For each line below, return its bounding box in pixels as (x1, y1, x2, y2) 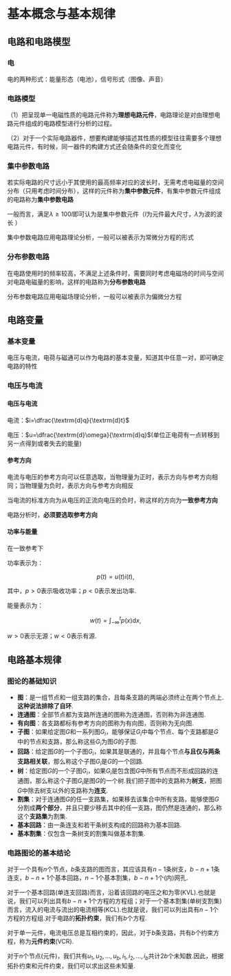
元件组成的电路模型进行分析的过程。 (12, 120, 115, 128)
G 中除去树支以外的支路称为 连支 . (16, 786, 109, 795)
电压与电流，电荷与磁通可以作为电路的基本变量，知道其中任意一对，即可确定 (7, 353, 224, 362)
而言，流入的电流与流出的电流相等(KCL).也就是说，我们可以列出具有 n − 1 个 (7, 905, 219, 914)
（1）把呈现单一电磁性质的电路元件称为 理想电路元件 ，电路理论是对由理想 (7, 111, 214, 119)
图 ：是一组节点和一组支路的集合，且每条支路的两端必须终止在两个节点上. (16, 694, 224, 702)
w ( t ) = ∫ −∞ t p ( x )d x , (89, 614, 142, 626)
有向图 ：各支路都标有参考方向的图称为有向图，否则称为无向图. (16, 719, 194, 727)
